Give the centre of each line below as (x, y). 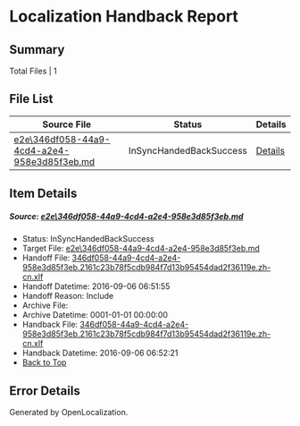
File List (31, 99)
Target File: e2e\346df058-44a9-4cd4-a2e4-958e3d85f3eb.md (141, 249)
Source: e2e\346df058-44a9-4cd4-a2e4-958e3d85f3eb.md (126, 216)
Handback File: (50, 325)
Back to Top (44, 362)
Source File (67, 124)
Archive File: (45, 305)
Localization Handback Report (124, 17)
